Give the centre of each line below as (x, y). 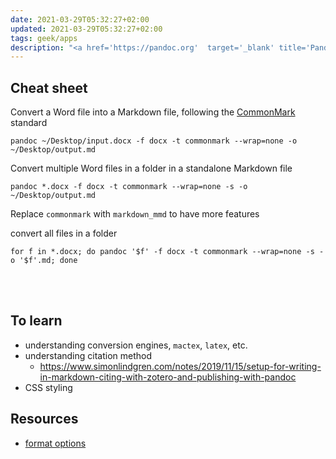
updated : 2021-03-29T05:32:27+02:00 (86, 29)
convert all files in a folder (64, 233)
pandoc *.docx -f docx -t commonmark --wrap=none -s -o (129, 187)
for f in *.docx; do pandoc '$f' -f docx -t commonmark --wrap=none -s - (167, 252)
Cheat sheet (49, 87)
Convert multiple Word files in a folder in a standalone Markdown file (151, 168)
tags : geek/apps (44, 38)
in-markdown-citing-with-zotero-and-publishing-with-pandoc (168, 377)
